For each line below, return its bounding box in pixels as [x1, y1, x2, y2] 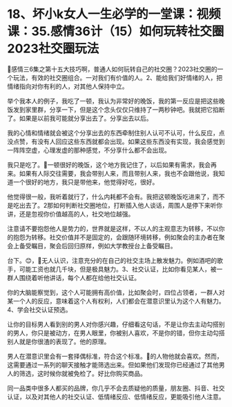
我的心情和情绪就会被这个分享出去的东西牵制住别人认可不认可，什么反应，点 [7, 128, 225, 137]
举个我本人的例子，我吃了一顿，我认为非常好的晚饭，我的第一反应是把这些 [7, 97, 219, 105]
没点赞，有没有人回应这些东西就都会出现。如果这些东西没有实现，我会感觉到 [7, 137, 225, 146]
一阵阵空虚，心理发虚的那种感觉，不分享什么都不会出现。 [7, 146, 171, 154]
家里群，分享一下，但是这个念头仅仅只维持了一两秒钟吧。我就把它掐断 [25, 105, 225, 114]
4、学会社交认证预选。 [7, 305, 72, 314]
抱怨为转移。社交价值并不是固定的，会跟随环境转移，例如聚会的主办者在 [12, 232, 219, 241]
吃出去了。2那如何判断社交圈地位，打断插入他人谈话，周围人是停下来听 [12, 201, 217, 209]
